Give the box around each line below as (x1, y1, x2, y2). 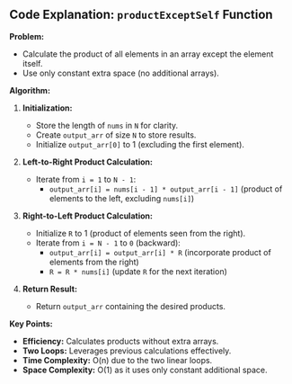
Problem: (9, 31, 45, 41)
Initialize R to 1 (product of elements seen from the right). (35, 228, 246, 238)
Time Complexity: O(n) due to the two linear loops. (22, 354, 213, 365)
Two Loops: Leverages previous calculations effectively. (22, 345, 232, 356)
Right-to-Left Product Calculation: (22, 210, 153, 221)
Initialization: (22, 103, 73, 113)
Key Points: (9, 318, 53, 329)
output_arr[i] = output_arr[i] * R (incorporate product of (49, 246, 271, 257)
